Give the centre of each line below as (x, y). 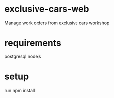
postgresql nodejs (23, 56)
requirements (33, 43)
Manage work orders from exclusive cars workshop (57, 23)
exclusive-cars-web (47, 9)
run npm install (20, 90)
